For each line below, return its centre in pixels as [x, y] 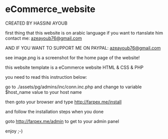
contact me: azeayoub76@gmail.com [44, 38]
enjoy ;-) [14, 131]
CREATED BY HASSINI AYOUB [36, 23]
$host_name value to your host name [43, 92]
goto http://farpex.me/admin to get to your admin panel [62, 121]
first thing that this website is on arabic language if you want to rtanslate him [84, 33]
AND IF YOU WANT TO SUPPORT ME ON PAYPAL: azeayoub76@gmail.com [83, 48]
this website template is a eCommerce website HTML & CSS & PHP [74, 67]
